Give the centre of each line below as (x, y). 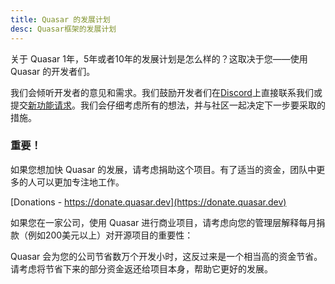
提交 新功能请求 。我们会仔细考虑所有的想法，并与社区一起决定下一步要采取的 (168, 105)
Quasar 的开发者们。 (53, 71)
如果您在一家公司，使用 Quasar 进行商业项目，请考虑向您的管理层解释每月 (163, 222)
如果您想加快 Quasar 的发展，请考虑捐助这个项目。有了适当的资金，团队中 (163, 169)
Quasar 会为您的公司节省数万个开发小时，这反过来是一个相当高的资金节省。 (166, 256)
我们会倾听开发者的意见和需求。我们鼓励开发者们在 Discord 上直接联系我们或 (166, 92)
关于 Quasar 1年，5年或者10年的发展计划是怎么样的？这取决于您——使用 (159, 58)
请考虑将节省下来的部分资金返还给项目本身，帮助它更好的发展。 (141, 268)
